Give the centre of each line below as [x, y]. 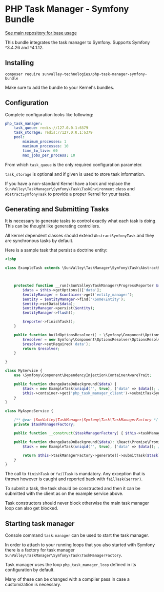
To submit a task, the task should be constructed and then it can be [73, 489]
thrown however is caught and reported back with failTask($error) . [74, 479]
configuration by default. [30, 570]
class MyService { [24, 371]
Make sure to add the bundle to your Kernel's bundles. [60, 87]
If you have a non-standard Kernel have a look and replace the [68, 184]
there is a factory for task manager [40, 550]
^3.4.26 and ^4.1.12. [24, 47]
